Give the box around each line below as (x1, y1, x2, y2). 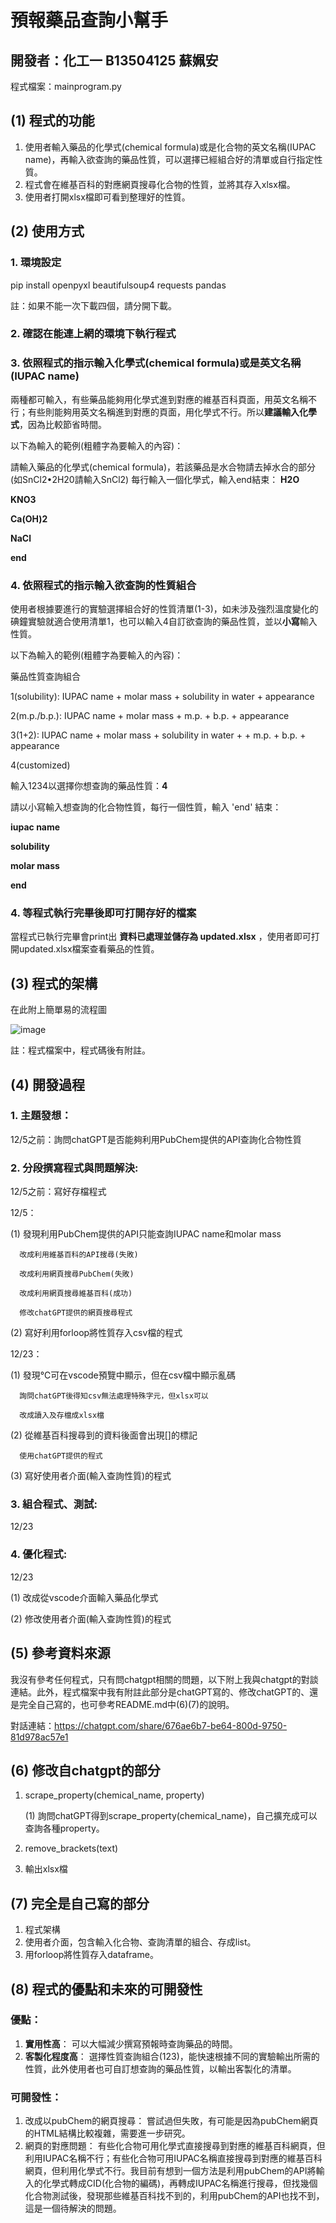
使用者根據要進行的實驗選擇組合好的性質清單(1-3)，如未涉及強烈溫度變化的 (10, 603, 319, 615)
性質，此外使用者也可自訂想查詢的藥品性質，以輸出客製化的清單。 (24, 2062, 297, 2075)
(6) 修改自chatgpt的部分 (10, 1762, 161, 1779)
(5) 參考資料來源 (10, 1645, 111, 1662)
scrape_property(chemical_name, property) (24, 1789, 205, 1801)
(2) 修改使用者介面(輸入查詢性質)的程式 (10, 1612, 172, 1625)
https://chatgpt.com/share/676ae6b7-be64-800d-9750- (54, 1719, 288, 1731)
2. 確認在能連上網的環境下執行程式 (10, 327, 177, 341)
